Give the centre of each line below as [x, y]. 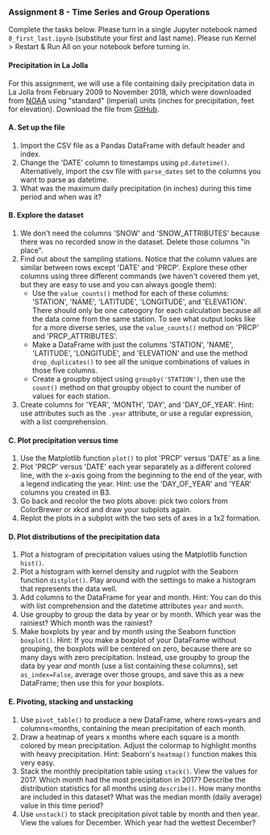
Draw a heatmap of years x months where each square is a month [129, 737]
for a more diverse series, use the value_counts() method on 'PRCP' [145, 327]
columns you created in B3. [65, 493]
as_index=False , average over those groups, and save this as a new [132, 674]
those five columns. [65, 370]
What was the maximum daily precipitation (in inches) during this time [136, 188]
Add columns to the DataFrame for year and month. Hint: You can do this [141, 597]
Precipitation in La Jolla [48, 65]
